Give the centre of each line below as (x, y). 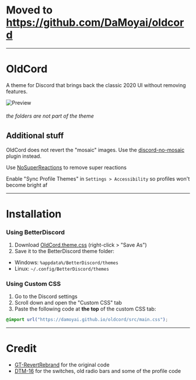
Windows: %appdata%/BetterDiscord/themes (66, 262)
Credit (21, 349)
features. (17, 91)
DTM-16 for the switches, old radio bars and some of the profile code (98, 371)
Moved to (29, 10)
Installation (34, 214)
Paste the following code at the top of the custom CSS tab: (85, 309)
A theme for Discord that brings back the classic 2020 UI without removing (96, 85)
